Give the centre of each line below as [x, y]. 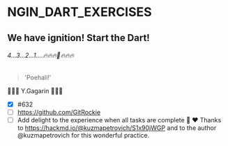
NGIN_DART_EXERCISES [79, 12]
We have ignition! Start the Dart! [78, 38]
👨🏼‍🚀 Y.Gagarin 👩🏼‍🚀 [35, 90]
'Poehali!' [38, 77]
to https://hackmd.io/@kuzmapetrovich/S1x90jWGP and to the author [117, 128]
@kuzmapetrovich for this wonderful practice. [83, 135]
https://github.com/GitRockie [59, 112]
